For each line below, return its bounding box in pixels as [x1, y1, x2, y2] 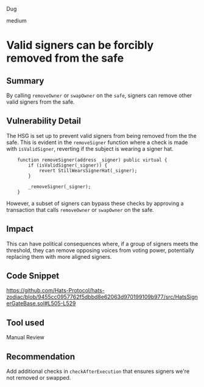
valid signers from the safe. [6, 98, 75, 106]
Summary [6, 76, 44, 86]
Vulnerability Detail [6, 116, 81, 126]
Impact [6, 224, 33, 234]
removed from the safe [6, 51, 124, 65]
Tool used [6, 317, 44, 328]
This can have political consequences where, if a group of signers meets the [6, 240, 199, 247]
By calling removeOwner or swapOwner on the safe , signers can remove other [6, 92, 192, 99]
